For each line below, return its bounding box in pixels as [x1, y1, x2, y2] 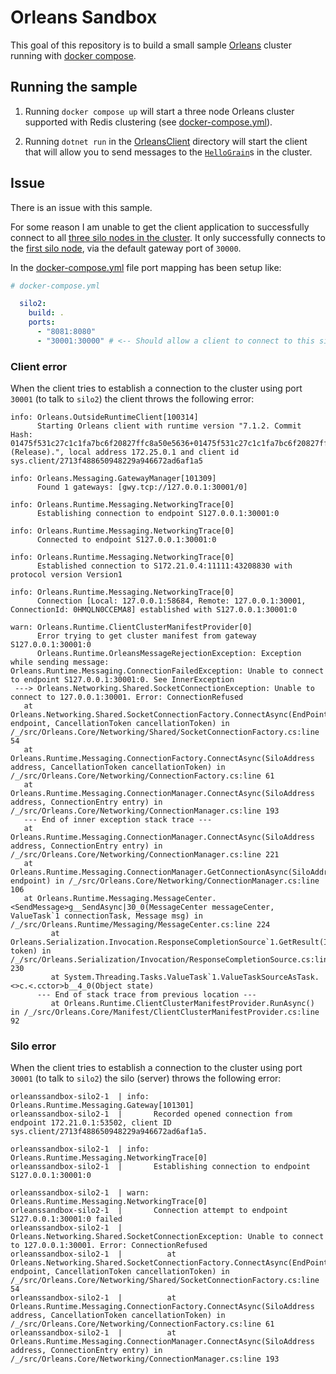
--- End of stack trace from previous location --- [36, 990, 257, 1000]
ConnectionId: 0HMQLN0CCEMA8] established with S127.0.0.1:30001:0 [10, 605, 298, 615]
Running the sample [10, 79, 138, 96]
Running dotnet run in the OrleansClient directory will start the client [24, 135, 308, 147]
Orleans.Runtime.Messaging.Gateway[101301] [10, 1101, 195, 1111]
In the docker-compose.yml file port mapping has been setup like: [10, 261, 282, 273]
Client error [10, 359, 68, 373]
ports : [28, 317, 56, 328]
